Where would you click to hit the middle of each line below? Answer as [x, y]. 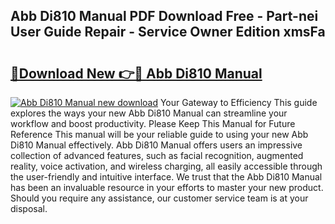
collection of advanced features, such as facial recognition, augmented [157, 155]
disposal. [29, 208]
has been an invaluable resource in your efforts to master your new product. [167, 187]
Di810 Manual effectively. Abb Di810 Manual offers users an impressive [156, 145]
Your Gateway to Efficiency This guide [238, 102]
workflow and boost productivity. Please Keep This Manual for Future [153, 123]
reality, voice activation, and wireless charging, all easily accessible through [166, 166]
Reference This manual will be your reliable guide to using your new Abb [159, 134]
